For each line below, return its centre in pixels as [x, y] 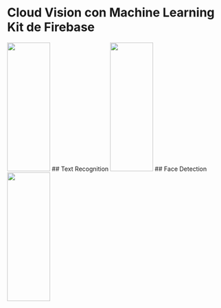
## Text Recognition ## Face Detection [129, 169]
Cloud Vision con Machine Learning [111, 13]
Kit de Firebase [51, 27]
